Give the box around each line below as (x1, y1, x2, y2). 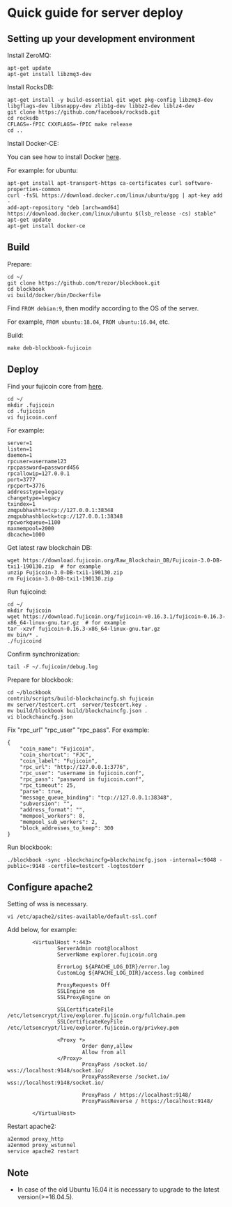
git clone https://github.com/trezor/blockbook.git (7, 279, 160, 287)
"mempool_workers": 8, (20, 812, 86, 819)
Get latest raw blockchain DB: (7, 543, 93, 552)
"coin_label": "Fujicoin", (20, 757, 98, 765)
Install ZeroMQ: (7, 51, 52, 59)
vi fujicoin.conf (7, 414, 58, 421)
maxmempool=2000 (7, 525, 54, 532)
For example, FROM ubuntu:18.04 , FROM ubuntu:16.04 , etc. (7, 317, 171, 326)
